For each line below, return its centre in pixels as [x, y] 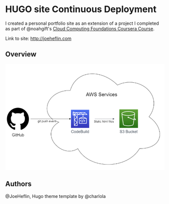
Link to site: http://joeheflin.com [38, 38]
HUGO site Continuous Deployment [81, 9]
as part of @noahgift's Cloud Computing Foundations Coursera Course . [80, 28]
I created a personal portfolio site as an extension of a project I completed [82, 23]
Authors [18, 184]
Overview [21, 54]
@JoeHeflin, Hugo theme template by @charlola [56, 196]
